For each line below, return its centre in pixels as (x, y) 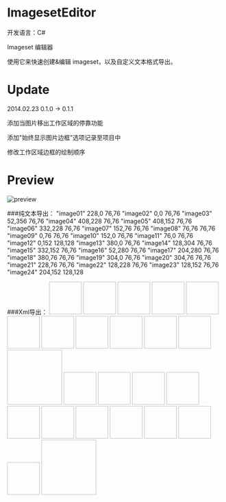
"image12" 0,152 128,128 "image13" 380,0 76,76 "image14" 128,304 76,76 (110, 243)
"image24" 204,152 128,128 (46, 272)
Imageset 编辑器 (30, 47)
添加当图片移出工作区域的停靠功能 (55, 123)
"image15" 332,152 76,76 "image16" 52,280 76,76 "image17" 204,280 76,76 (113, 250)
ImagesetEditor (52, 13)
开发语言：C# (26, 32)
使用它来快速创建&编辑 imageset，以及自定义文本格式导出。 (92, 61)
